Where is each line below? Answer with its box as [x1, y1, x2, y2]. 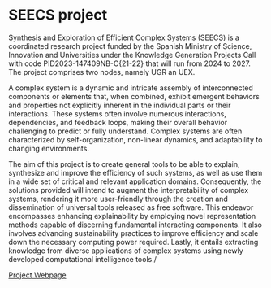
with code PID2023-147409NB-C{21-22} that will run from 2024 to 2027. [8, 59, 252, 68]
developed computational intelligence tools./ [8, 254, 157, 264]
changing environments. [8, 143, 89, 153]
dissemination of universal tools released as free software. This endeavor [8, 202, 254, 212]
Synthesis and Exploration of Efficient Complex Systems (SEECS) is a [8, 33, 239, 42]
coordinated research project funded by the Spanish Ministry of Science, [8, 41, 252, 50]
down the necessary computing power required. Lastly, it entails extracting [8, 237, 259, 247]
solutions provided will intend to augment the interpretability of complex [8, 185, 249, 194]
